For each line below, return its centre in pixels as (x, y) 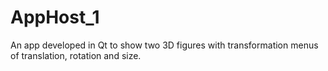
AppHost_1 (55, 17)
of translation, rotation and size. (76, 55)
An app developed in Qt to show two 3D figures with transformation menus (164, 45)
